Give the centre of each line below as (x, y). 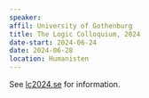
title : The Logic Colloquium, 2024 (75, 34)
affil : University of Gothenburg (71, 26)
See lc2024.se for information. (65, 84)
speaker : (25, 17)
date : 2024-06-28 (41, 51)
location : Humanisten (49, 59)
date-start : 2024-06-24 (53, 42)
